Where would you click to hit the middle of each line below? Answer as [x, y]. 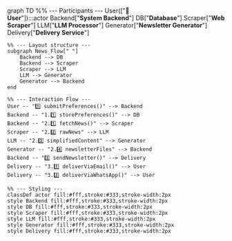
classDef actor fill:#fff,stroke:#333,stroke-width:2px [89, 195]
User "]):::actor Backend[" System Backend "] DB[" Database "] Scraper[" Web [116, 18]
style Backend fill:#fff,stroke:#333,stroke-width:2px [88, 201]
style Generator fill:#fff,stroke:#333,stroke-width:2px [91, 225]
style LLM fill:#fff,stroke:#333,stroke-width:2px [81, 219]
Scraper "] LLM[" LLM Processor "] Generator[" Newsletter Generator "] [107, 25]
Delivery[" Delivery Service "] [48, 32]
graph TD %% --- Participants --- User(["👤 [68, 11]
